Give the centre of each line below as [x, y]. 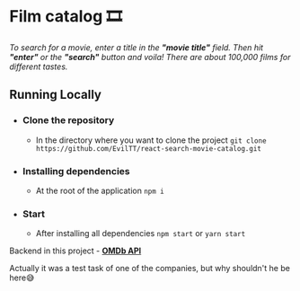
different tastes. [39, 66]
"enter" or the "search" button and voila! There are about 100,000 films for [150, 57]
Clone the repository [68, 120]
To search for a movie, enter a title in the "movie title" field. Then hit [136, 47]
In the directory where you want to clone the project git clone [151, 140]
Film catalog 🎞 [66, 17]
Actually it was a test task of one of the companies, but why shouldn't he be [150, 269]
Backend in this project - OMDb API [75, 251]
